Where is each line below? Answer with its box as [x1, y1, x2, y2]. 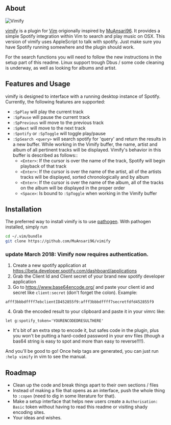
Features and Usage [5, 79, 70, 89]
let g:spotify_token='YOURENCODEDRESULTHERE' [5, 318, 104, 324]
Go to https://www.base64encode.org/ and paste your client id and [12, 284, 154, 290]
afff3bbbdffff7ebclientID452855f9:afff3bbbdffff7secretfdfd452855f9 [5, 300, 154, 305]
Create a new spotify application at [12, 262, 87, 268]
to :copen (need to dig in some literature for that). [12, 393, 116, 399]
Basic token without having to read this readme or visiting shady [12, 404, 148, 410]
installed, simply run [5, 224, 47, 230]
